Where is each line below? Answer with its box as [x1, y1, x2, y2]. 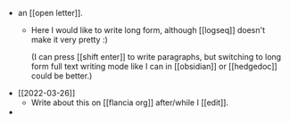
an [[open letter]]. [17, 8, 83, 18]
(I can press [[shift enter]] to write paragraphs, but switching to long [30, 52, 282, 61]
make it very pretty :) [30, 35, 109, 45]
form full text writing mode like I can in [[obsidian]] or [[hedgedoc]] [30, 61, 278, 71]
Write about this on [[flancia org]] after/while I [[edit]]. [30, 97, 229, 108]
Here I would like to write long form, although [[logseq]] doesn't [30, 25, 266, 35]
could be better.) [30, 70, 93, 81]
